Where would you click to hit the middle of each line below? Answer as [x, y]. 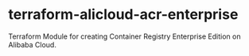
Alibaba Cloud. [33, 44]
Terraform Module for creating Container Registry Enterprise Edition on [124, 36]
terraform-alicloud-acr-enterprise [123, 15]
